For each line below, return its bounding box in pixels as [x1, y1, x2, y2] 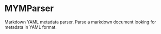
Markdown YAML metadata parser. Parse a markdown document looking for [4, 19, 156, 25]
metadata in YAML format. [4, 24, 57, 30]
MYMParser [4, 3, 54, 14]
